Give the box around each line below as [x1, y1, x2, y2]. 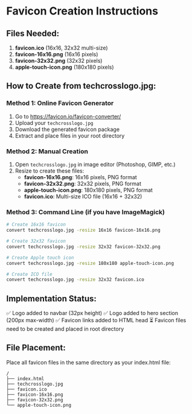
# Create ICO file [6, 271, 53, 277]
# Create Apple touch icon [6, 255, 74, 261]
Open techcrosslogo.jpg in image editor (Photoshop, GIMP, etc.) [14, 161, 176, 168]
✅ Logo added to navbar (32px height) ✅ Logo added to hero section [6, 310, 179, 317]
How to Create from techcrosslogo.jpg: [6, 81, 156, 91]
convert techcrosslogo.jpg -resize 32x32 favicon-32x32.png [6, 243, 161, 250]
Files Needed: [6, 28, 59, 39]
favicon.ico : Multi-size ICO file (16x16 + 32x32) [24, 193, 142, 200]
